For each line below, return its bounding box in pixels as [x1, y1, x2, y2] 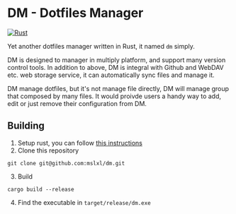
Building [7, 120, 45, 132]
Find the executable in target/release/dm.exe [17, 198, 151, 206]
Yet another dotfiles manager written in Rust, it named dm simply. [7, 42, 195, 50]
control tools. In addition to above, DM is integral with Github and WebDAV [7, 63, 225, 71]
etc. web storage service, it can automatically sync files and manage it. [7, 71, 215, 79]
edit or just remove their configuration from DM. [7, 99, 147, 107]
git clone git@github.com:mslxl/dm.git [7, 160, 125, 167]
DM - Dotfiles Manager [7, 5, 144, 21]
